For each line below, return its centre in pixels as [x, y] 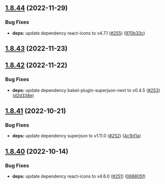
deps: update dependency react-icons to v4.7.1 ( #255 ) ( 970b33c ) [79, 33]
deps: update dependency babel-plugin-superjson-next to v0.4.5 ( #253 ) [86, 90]
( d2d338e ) [23, 95]
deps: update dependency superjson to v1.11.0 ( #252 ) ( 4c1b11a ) [77, 136]
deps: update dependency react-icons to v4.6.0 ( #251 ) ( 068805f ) [79, 176]
